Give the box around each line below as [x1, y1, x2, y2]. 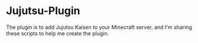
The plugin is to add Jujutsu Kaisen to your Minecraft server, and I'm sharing [6, 24, 192, 31]
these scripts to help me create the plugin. [6, 29, 109, 37]
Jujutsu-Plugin [6, 4, 80, 18]
